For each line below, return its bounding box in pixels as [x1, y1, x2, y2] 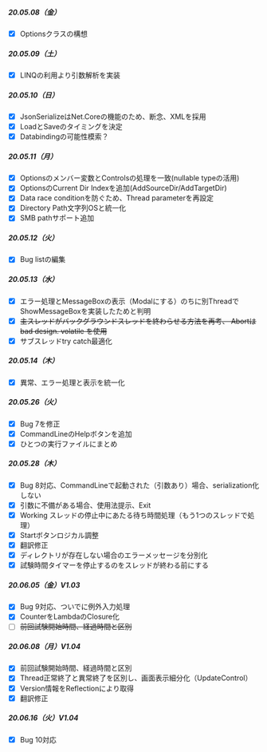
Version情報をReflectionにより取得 [19, 683, 134, 693]
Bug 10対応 [19, 734, 57, 744]
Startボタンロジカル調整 [19, 531, 100, 540]
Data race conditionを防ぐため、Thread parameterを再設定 [19, 193, 214, 203]
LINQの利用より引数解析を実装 [19, 70, 121, 80]
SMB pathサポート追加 [19, 213, 94, 223]
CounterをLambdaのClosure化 [19, 611, 120, 622]
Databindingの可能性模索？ [19, 132, 109, 141]
